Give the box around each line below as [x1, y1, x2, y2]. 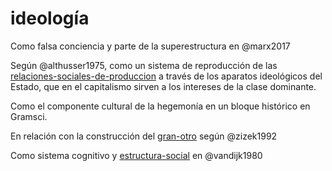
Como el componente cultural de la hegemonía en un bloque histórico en [10, 100, 311, 112]
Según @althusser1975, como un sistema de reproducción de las [10, 59, 278, 71]
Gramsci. [10, 110, 48, 122]
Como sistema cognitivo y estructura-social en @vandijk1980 [10, 149, 263, 161]
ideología [10, 7, 90, 30]
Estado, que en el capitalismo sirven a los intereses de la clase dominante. [10, 80, 317, 92]
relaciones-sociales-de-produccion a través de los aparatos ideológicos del [10, 70, 323, 82]
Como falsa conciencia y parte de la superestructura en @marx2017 [10, 40, 291, 52]
